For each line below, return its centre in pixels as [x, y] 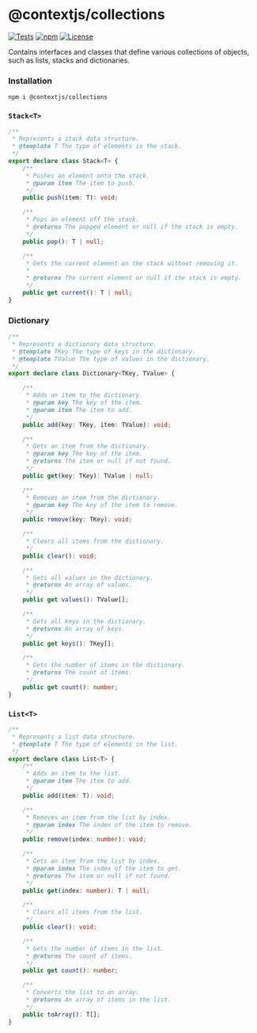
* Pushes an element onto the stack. [88, 176]
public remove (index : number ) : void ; [85, 840]
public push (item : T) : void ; [70, 198]
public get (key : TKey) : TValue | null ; [88, 476]
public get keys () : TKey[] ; [68, 643]
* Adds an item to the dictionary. [85, 395]
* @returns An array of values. [79, 585]
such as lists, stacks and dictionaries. [69, 60]
